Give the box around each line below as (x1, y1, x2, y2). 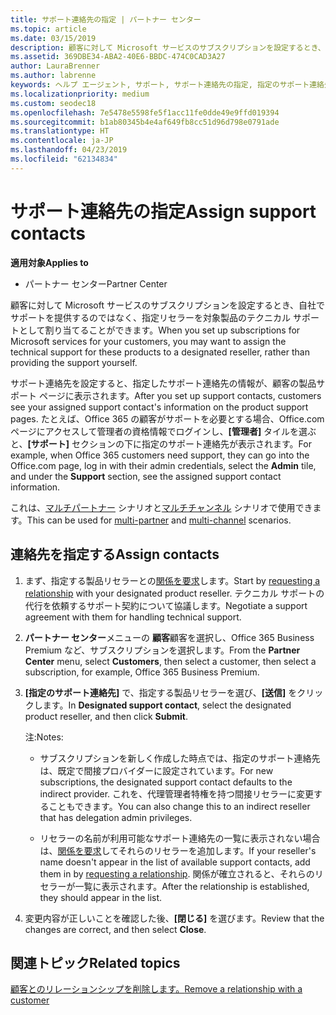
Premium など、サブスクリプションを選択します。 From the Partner (24, 644, 301, 656)
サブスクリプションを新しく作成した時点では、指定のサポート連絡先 (39, 752, 321, 764)
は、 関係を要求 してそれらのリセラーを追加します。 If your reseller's (39, 844, 317, 856)
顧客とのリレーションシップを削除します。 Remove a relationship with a (10, 983, 303, 995)
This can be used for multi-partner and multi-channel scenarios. (26, 514, 292, 526)
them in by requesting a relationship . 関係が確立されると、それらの (39, 867, 315, 880)
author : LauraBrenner (10, 61, 101, 71)
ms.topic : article (10, 24, 87, 34)
